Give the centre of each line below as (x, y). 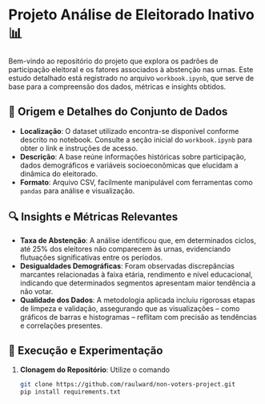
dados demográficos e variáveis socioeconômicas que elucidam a (129, 165)
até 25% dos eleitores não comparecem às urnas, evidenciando (125, 248)
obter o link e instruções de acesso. (79, 148)
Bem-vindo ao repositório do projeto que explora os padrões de (113, 61)
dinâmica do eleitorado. (59, 173)
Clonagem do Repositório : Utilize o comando (95, 370)
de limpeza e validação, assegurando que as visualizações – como (130, 308)
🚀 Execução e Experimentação (86, 350)
